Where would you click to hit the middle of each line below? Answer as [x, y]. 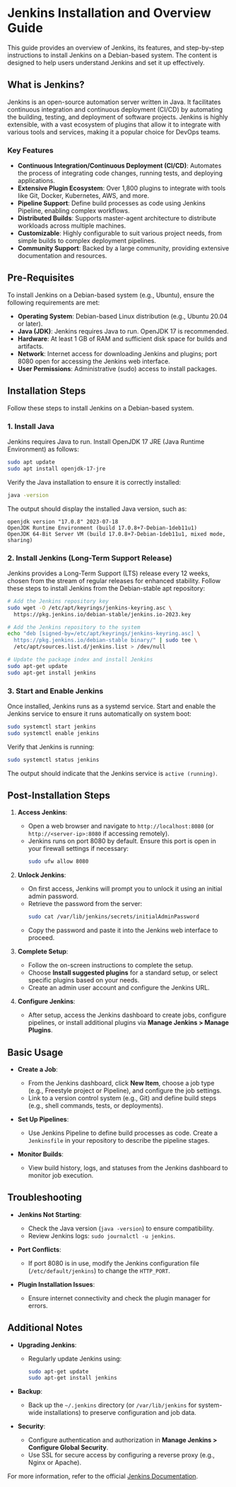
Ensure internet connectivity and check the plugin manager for [119, 1298]
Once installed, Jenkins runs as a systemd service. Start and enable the [112, 706]
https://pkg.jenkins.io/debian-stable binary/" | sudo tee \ [106, 640]
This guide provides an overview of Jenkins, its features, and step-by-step [116, 47]
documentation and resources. [62, 256]
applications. [36, 181]
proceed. [41, 938]
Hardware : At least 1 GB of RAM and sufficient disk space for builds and [122, 339]
